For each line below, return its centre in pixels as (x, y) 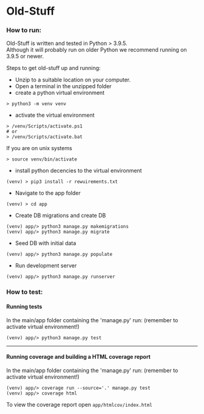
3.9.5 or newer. (25, 57)
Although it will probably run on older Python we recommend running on (97, 50)
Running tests (24, 306)
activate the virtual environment (55, 115)
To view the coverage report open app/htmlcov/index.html (80, 404)
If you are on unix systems (39, 148)
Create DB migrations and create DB (60, 216)
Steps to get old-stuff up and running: (54, 68)
